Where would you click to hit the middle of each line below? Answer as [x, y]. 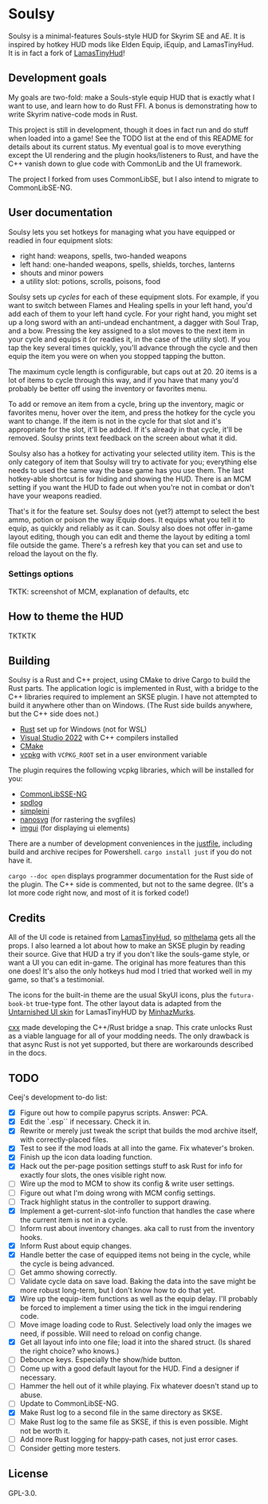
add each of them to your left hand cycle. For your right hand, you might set [133, 314]
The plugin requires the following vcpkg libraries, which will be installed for [131, 770]
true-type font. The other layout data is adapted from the [128, 1004]
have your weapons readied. [55, 495]
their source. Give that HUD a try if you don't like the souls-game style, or [129, 954]
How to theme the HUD [66, 616]
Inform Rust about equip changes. [75, 1245]
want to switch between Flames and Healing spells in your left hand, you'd [130, 305]
